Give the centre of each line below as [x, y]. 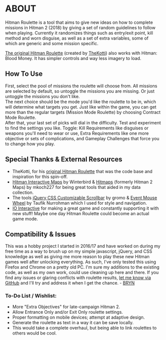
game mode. [25, 219]
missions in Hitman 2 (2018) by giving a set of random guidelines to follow [80, 27]
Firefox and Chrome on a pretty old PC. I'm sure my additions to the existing [82, 267]
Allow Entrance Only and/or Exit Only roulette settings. [68, 312]
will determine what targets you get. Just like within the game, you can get [81, 107]
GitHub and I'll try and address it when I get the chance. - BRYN [70, 283]
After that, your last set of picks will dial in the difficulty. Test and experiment [83, 122]
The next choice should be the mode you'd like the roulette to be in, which [81, 102]
